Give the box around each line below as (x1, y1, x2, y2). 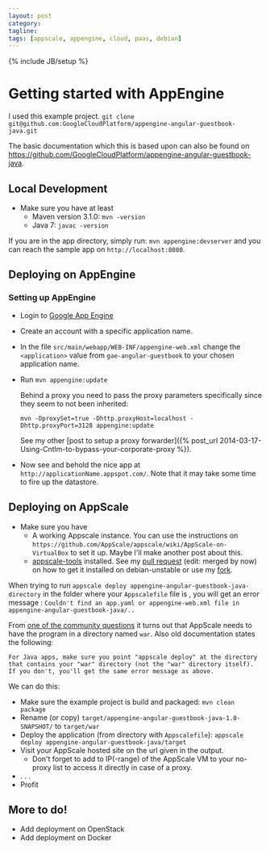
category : (8, 19, 42, 27)
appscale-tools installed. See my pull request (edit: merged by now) (31, 556, 258, 566)
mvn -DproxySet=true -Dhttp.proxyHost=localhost (19, 414, 187, 422)
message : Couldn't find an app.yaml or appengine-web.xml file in (8, 597, 240, 607)
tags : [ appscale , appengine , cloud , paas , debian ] (8, 34, 182, 43)
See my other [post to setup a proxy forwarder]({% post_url (19, 435, 218, 445)
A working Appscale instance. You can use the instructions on (31, 530, 239, 540)
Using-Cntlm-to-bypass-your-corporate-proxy (19, 444, 176, 454)
